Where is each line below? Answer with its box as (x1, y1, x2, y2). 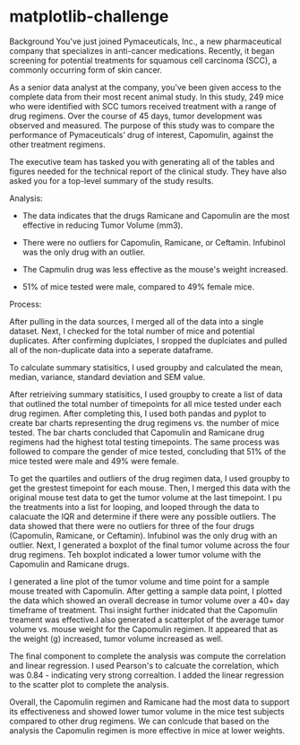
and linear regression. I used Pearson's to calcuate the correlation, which (9, 660, 279, 671)
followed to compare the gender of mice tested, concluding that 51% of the (9, 446, 287, 456)
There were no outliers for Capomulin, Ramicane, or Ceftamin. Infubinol (21, 237, 286, 247)
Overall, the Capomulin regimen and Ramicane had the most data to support (9, 697, 290, 707)
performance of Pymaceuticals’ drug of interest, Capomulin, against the (9, 129, 274, 140)
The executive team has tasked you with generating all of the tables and (9, 156, 275, 167)
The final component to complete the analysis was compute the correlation (9, 650, 287, 661)
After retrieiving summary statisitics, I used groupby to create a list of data (9, 388, 284, 400)
